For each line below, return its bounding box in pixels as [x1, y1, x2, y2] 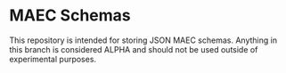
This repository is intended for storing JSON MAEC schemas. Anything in [9, 35, 278, 45]
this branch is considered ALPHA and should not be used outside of [9, 44, 258, 54]
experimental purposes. [9, 53, 96, 64]
